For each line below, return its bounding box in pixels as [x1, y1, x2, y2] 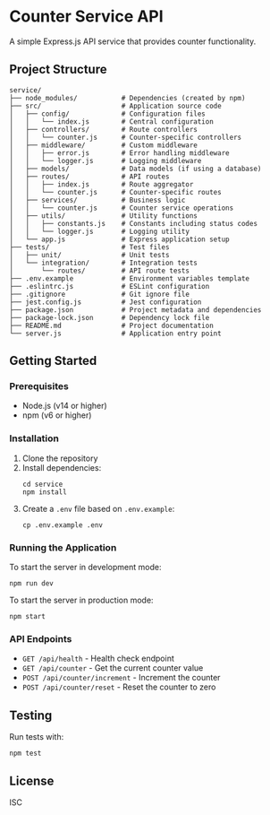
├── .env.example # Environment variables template [9, 273, 250, 283]
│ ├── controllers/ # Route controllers [9, 125, 198, 134]
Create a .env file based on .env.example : [21, 503, 175, 514]
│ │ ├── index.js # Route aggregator [9, 179, 194, 189]
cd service [21, 480, 63, 489]
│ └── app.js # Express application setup [9, 235, 230, 244]
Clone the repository [21, 453, 98, 464]
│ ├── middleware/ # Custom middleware [9, 141, 198, 150]
